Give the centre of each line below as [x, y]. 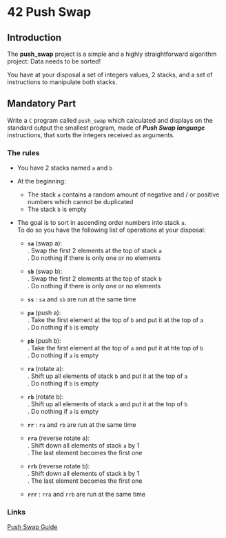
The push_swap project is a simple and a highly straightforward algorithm [112, 54]
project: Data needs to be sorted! [54, 61]
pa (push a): [44, 313]
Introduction [34, 38]
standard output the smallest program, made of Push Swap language [106, 128]
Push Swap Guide [32, 527]
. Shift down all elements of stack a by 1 [83, 446]
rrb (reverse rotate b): [59, 466]
